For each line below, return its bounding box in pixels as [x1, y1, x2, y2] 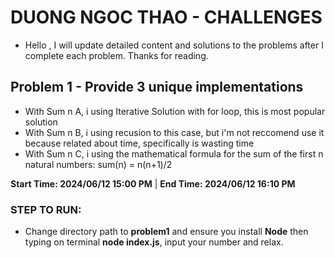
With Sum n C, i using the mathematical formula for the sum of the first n [24, 147, 324, 160]
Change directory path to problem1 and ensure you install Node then [24, 226, 309, 238]
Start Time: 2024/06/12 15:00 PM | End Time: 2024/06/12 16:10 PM [10, 177, 296, 190]
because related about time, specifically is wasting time [24, 137, 255, 149]
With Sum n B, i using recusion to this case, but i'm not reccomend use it [24, 126, 325, 138]
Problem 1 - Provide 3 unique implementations [10, 79, 304, 96]
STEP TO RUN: [10, 202, 82, 216]
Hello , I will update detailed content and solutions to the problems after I [24, 39, 324, 51]
